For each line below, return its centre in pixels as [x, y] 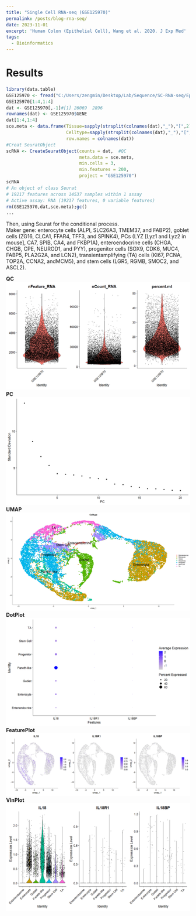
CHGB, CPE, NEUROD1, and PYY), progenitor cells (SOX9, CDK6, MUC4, [93, 249]
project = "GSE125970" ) [108, 176]
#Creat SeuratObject [31, 145]
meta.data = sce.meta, [106, 157]
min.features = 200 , [104, 170]
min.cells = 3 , [97, 163]
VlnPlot [15, 800]
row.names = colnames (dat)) [100, 139]
